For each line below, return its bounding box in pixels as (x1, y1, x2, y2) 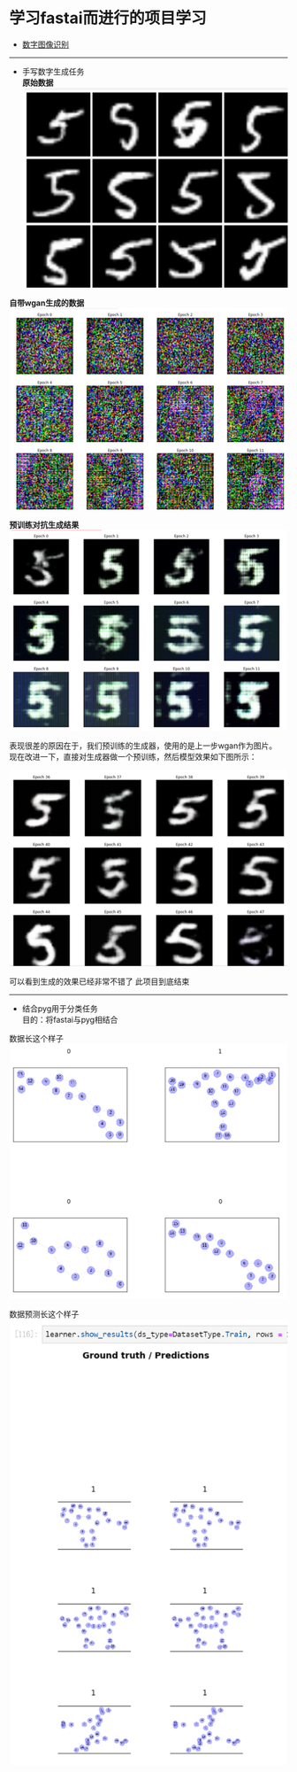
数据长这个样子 (9, 1033, 64, 1043)
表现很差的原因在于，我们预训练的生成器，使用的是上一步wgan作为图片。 (9, 740, 277, 751)
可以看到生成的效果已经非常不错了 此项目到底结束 (9, 976, 190, 987)
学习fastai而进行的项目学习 (9, 8, 207, 28)
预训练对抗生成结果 (9, 519, 80, 530)
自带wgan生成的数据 (9, 298, 85, 308)
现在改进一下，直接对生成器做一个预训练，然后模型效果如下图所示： (9, 751, 257, 762)
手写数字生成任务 (21, 66, 85, 76)
